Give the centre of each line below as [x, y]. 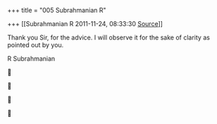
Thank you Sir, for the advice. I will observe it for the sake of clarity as [108, 37]
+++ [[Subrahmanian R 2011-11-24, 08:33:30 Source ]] [85, 24]
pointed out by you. [36, 45]
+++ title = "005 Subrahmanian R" [57, 10]
